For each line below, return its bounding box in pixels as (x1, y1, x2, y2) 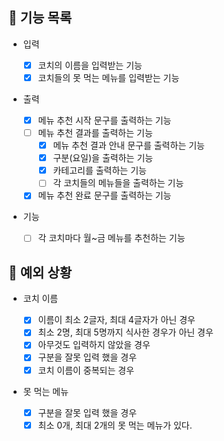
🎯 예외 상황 (8, 264, 73, 281)
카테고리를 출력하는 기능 (52, 164, 147, 177)
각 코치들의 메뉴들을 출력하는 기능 (52, 177, 185, 189)
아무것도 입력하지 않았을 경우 (37, 339, 151, 351)
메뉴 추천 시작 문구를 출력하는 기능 (37, 114, 172, 126)
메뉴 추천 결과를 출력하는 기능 (37, 127, 153, 138)
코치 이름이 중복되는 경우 (37, 364, 135, 376)
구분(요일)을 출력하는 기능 (52, 152, 154, 164)
